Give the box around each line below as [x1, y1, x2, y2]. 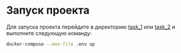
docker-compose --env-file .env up [6, 41, 95, 47]
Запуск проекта [6, 4, 90, 17]
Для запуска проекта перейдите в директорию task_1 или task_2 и [6, 23, 176, 30]
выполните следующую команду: [6, 29, 92, 36]
